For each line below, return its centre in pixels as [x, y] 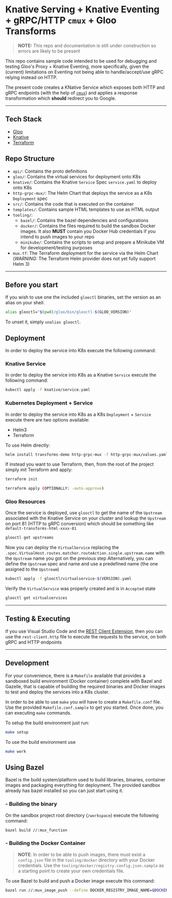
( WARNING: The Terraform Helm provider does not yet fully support [84, 259]
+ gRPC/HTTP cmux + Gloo [61, 20]
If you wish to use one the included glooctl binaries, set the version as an [83, 297]
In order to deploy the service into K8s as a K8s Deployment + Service [78, 414]
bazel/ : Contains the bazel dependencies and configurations [84, 220]
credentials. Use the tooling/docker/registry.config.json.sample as [91, 865]
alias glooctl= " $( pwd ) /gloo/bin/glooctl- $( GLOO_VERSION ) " [68, 312]
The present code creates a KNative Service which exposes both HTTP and [85, 87]
